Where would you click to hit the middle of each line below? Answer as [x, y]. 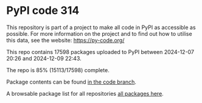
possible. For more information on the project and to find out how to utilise [99, 33]
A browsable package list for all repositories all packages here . [85, 93]
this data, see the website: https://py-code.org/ [65, 40]
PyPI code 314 [43, 11]
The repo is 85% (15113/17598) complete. [58, 70]
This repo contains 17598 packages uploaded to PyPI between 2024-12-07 [100, 51]
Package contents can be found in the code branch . [71, 82]
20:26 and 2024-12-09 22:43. [44, 58]
